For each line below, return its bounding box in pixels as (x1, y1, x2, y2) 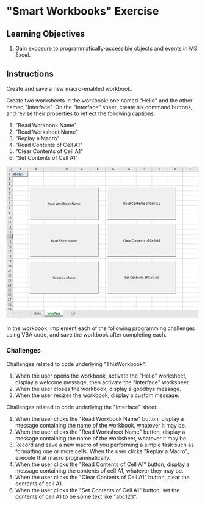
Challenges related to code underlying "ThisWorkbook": (6, 360, 147, 367)
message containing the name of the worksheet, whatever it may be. (15, 434, 188, 442)
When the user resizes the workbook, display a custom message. (15, 392, 180, 399)
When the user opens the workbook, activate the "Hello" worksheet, (15, 372, 187, 379)
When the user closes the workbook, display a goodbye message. (15, 385, 182, 392)
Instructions (6, 69, 54, 79)
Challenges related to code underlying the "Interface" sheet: (6, 403, 158, 410)
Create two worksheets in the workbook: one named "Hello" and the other (6, 96, 193, 104)
